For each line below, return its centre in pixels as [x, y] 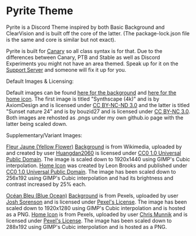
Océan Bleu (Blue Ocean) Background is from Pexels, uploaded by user [92, 195]
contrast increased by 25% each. [46, 184]
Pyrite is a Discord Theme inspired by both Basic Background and [85, 27]
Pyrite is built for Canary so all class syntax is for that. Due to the [84, 51]
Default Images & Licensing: [40, 81]
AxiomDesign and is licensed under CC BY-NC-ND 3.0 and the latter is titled [98, 105]
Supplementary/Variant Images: [44, 135]
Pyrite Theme [40, 11]
